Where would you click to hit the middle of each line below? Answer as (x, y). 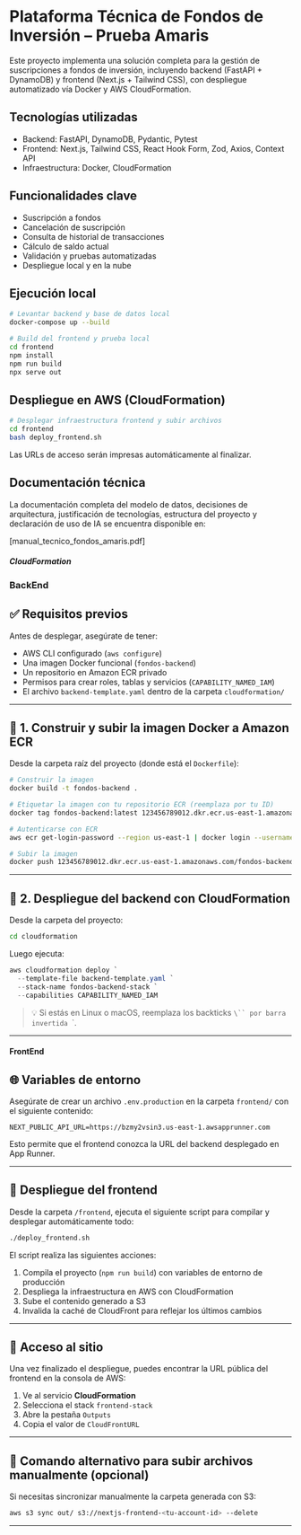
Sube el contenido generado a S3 (84, 1301)
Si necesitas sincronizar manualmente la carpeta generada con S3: (133, 1496)
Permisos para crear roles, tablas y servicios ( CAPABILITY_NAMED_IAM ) (148, 682)
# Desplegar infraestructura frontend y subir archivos (116, 421)
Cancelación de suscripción (73, 227)
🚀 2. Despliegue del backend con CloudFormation (150, 899)
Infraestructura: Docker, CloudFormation (97, 167)
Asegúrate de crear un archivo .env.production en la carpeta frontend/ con (149, 1101)
